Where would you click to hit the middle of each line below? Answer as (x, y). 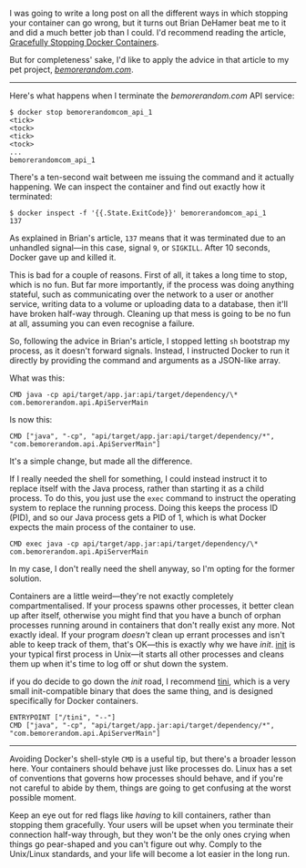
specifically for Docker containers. (74, 701)
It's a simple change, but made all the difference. (101, 461)
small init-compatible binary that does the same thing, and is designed (141, 691)
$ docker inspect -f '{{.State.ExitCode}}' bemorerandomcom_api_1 (138, 213)
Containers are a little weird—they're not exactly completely (122, 596)
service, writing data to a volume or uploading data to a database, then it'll (149, 304)
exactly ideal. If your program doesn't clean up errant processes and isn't (147, 635)
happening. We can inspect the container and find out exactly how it (138, 187)
